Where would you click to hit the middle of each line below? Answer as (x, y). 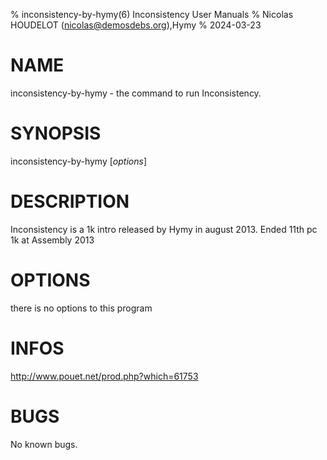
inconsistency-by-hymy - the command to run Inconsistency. (136, 93)
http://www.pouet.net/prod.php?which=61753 (104, 376)
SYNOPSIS (56, 133)
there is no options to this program (81, 308)
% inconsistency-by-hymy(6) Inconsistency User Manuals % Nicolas (152, 14)
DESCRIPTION (70, 201)
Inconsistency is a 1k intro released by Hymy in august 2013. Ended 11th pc (164, 229)
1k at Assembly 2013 (52, 240)
